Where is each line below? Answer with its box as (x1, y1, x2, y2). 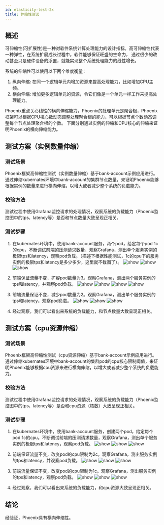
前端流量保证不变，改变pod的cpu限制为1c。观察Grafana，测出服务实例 (12, 468, 157, 474)
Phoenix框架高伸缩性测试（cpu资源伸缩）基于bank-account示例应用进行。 (5, 352, 157, 358)
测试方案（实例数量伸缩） (5, 142, 83, 151)
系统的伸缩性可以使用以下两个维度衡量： (5, 68, 87, 74)
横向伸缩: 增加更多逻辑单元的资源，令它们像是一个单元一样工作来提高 (12, 91, 153, 97)
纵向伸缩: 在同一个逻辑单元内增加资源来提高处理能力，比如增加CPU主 (12, 79, 154, 85)
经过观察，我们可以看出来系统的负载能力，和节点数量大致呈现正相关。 (12, 308, 155, 314)
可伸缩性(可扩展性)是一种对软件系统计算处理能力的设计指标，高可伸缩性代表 (5, 45, 160, 51)
